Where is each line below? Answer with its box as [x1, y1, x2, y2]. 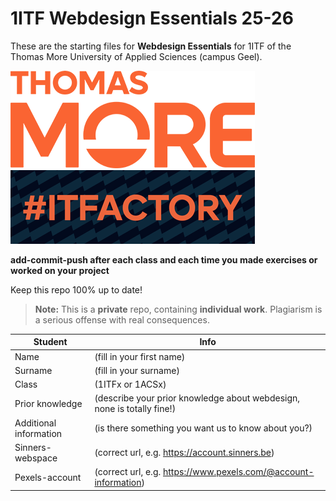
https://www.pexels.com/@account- [162, 466, 315, 478]
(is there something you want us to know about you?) [94, 422, 313, 434]
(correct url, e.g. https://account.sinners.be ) [94, 447, 275, 459]
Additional [14, 417, 57, 429]
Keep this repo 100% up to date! [10, 283, 143, 296]
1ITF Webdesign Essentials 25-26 [10, 7, 294, 30]
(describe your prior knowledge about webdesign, [94, 392, 301, 404]
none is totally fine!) [94, 403, 177, 415]
